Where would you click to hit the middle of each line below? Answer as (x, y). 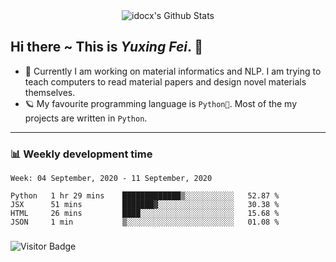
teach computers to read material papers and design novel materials (165, 81)
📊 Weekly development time (81, 154)
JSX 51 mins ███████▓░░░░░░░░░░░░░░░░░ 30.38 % (145, 205)
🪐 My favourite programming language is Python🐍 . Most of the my (161, 103)
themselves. (50, 92)
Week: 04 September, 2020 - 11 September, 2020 (111, 179)
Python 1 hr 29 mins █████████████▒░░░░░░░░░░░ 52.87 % (145, 196)
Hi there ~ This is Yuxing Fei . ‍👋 (107, 47)
